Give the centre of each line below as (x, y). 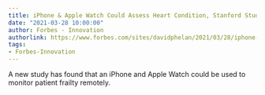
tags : (17, 45)
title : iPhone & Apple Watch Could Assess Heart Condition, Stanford (125, 15)
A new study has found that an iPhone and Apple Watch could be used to (127, 74)
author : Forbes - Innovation (56, 30)
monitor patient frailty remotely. (60, 82)
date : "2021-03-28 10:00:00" (56, 23)
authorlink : (28, 37)
